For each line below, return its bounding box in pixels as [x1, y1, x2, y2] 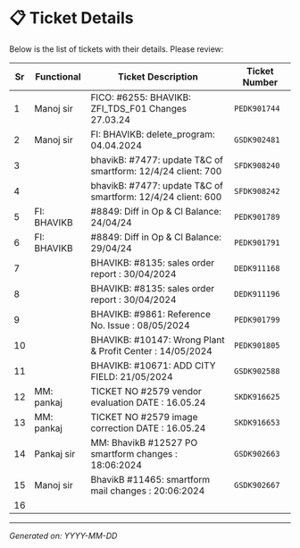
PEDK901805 [233, 340, 280, 350]
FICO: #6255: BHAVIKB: [90, 91, 192, 104]
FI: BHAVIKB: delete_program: [90, 128, 216, 140]
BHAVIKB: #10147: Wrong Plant [90, 333, 225, 346]
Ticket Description [117, 70, 198, 82]
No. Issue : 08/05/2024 [90, 319, 190, 332]
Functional [35, 70, 82, 82]
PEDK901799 [233, 315, 280, 325]
